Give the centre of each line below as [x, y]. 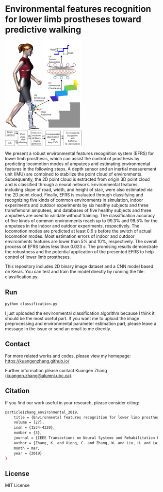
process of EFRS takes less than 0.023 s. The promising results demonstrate [81, 246]
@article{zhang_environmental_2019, [42, 412]
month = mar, [27, 448]
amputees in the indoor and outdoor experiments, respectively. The [72, 226]
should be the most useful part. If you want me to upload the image [72, 319]
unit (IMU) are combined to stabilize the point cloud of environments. [74, 174]
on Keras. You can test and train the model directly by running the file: [75, 272]
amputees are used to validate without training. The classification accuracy [80, 216]
